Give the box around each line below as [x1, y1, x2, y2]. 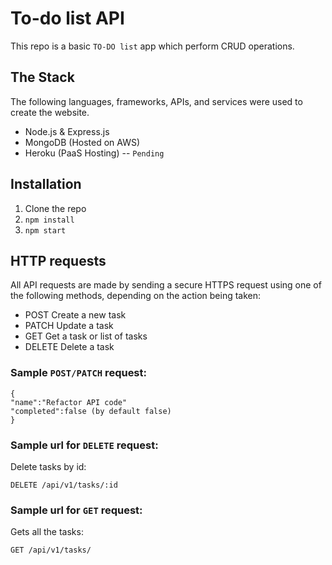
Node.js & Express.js [24, 125, 110, 137]
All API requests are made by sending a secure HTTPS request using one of [10, 279, 322, 291]
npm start [24, 225, 67, 236]
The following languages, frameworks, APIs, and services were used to [10, 95, 303, 107]
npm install [24, 215, 75, 225]
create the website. [10, 106, 90, 118]
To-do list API [10, 7, 125, 30]
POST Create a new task [24, 309, 127, 321]
